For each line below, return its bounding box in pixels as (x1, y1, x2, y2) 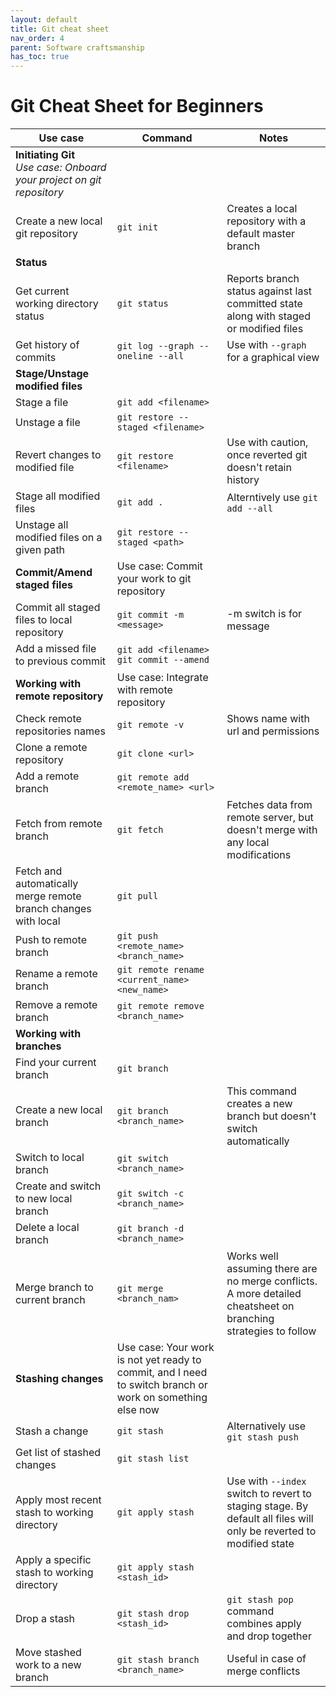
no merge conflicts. (226, 1274, 318, 1288)
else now (116, 1403, 160, 1417)
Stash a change (15, 1424, 89, 1438)
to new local (15, 1192, 73, 1206)
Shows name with (226, 712, 310, 726)
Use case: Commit (116, 559, 203, 573)
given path (15, 543, 66, 557)
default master (226, 227, 296, 241)
